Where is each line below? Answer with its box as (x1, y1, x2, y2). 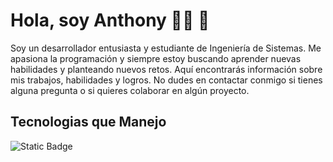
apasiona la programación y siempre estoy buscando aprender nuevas (10, 52, 302, 64)
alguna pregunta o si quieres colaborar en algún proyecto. (10, 84, 250, 96)
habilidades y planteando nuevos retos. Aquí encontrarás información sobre (10, 63, 323, 75)
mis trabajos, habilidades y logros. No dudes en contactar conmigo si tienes (10, 74, 323, 86)
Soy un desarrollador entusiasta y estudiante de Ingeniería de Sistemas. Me (10, 42, 322, 54)
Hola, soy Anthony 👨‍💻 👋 (10, 9, 210, 32)
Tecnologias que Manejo (10, 114, 167, 131)
